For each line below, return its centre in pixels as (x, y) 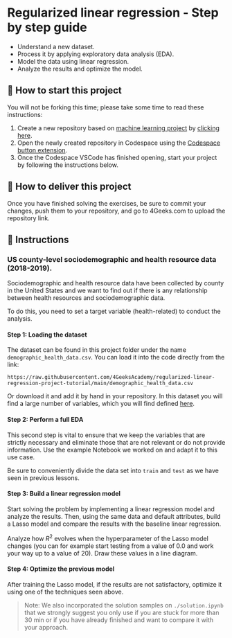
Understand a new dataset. (56, 46)
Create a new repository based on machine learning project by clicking (118, 128)
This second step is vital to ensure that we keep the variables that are (106, 435)
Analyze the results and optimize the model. (80, 69)
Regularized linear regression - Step (113, 13)
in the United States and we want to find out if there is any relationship (107, 291)
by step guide (47, 27)
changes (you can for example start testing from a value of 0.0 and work (110, 546)
